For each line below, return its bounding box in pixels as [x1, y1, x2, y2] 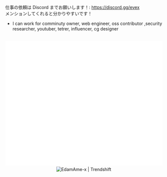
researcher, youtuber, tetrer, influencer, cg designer [12, 26, 119, 31]
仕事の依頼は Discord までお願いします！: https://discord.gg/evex [5, 4, 140, 10]
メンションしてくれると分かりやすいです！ [5, 10, 92, 16]
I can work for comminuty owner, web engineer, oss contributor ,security [12, 20, 163, 26]
